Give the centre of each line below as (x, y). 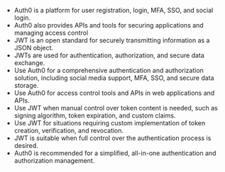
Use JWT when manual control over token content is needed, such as (116, 108)
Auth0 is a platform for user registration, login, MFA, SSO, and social (114, 10)
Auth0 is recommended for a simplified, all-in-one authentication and (115, 153)
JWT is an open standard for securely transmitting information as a (112, 40)
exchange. (29, 63)
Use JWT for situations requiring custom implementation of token (110, 123)
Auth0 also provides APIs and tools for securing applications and (109, 25)
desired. (26, 145)
